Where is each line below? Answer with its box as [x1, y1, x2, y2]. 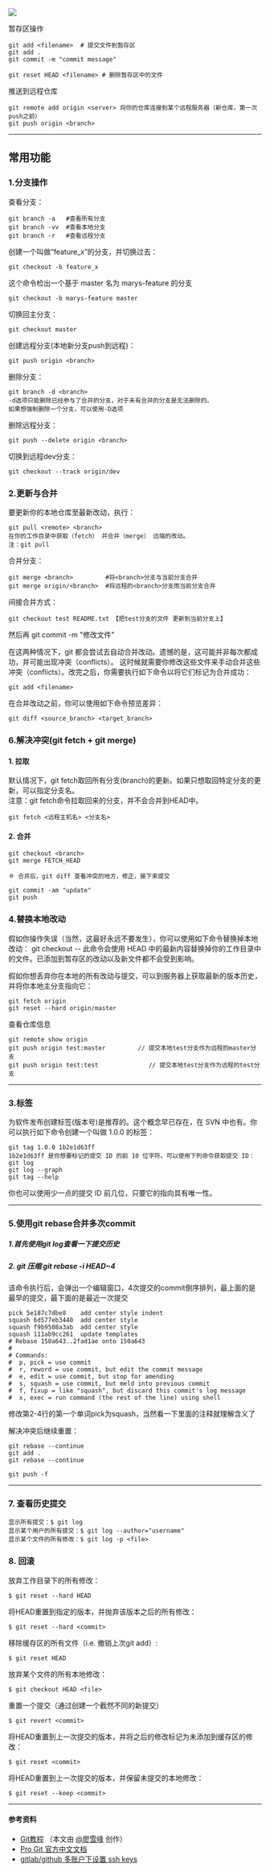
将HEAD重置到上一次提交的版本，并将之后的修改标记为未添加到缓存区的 [8, 1732, 247, 1741]
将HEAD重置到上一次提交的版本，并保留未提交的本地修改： [8, 1773, 204, 1783]
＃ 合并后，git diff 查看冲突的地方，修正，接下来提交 [8, 872, 170, 880]
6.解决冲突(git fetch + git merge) [8, 734, 137, 746]
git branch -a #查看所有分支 [8, 214, 106, 223]
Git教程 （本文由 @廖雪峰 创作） [19, 1834, 127, 1844]
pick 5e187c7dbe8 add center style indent [8, 1309, 163, 1317]
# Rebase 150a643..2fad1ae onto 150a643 [8, 1337, 146, 1346]
